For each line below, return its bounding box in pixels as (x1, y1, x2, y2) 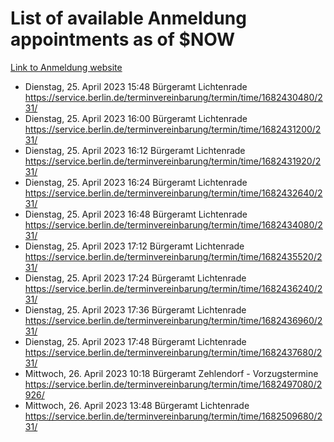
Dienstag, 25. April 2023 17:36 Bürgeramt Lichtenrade (24, 303, 247, 316)
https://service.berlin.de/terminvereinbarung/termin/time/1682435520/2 (24, 250, 323, 262)
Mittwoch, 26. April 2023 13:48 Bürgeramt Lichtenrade (24, 399, 250, 411)
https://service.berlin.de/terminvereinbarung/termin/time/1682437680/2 (24, 346, 323, 358)
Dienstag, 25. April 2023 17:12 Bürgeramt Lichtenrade (24, 240, 245, 252)
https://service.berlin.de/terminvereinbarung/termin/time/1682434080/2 (24, 218, 323, 231)
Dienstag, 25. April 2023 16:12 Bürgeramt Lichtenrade (24, 144, 246, 156)
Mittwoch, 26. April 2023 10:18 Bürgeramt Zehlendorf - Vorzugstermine (24, 367, 319, 379)
